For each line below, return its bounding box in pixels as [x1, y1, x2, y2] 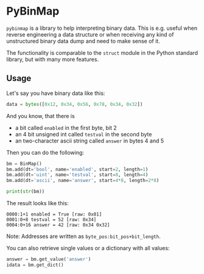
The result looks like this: [6, 200, 69, 206]
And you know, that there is [6, 112, 75, 119]
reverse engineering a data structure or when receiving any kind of [6, 30, 174, 38]
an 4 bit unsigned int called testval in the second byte [15, 130, 152, 138]
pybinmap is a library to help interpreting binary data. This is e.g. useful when [6, 24, 198, 32]
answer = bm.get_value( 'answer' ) [6, 256, 91, 262]
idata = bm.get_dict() [6, 262, 64, 268]
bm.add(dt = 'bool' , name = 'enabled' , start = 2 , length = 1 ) [6, 166, 149, 172]
